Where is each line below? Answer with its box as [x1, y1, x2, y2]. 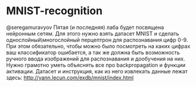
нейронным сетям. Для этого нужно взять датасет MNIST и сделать [6, 30, 179, 37]
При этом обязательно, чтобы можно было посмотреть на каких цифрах [6, 43, 191, 50]
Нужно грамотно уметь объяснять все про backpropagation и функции [6, 61, 186, 69]
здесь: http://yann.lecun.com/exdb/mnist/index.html [6, 74, 134, 81]
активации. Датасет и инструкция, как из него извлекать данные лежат [6, 67, 188, 75]
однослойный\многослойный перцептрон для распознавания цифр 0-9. [6, 36, 188, 43]
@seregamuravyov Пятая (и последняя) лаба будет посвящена [6, 24, 165, 31]
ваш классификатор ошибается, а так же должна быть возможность [6, 49, 180, 56]
